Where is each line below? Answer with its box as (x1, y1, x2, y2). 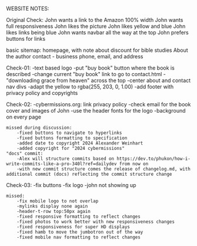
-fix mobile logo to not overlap (16, 198, 99, 204)
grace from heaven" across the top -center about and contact (41, 77, 191, 84)
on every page (6, 113, 41, 120)
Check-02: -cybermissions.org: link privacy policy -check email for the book (6, 101, 191, 108)
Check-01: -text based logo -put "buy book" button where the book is (6, 64, 175, 71)
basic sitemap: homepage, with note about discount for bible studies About (6, 47, 188, 54)
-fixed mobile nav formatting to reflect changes (16, 234, 141, 240)
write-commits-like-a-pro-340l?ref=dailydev (6, 161, 117, 167)
